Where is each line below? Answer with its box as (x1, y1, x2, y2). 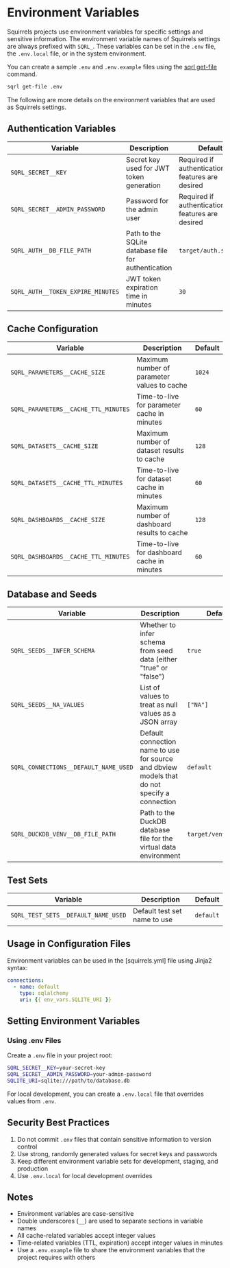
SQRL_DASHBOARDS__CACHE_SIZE (10, 516, 105, 524)
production (16, 1164, 49, 1173)
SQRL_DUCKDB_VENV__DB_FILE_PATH (10, 830, 116, 838)
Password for (125, 196, 169, 205)
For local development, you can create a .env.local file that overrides (7, 1090, 204, 1098)
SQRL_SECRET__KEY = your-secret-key (7, 1065, 106, 1072)
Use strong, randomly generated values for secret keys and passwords (16, 1149, 218, 1158)
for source (140, 754, 173, 764)
